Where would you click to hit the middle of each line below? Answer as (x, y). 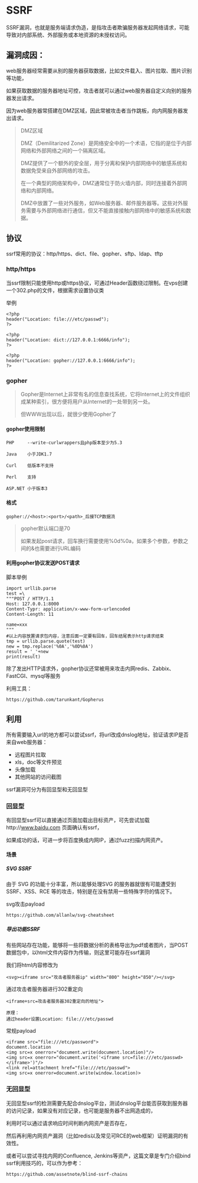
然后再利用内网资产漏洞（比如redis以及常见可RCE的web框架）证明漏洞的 (95, 1136)
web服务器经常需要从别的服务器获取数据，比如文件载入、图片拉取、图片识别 (99, 70)
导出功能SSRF (23, 929)
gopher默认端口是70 (45, 528)
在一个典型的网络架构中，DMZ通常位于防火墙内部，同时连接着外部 (101, 183)
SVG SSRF (19, 869)
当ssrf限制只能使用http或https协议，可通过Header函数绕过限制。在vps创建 (97, 283)
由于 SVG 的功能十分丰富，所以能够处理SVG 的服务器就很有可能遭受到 (91, 884)
